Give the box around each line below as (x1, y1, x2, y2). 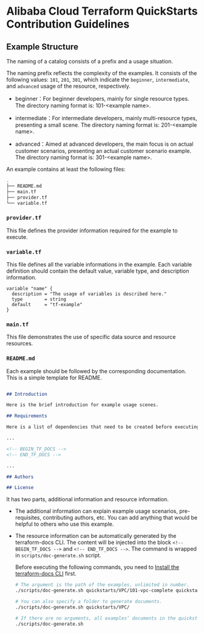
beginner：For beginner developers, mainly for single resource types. (15, 95, 189, 102)
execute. (6, 233, 29, 240)
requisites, (15, 514, 42, 521)
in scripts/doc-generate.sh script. (15, 552, 101, 559)
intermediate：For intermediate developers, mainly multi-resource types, (15, 115, 197, 121)
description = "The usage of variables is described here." (12, 291, 167, 297)
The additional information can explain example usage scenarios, (15, 507, 178, 515)
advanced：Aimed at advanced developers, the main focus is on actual (15, 140, 194, 148)
